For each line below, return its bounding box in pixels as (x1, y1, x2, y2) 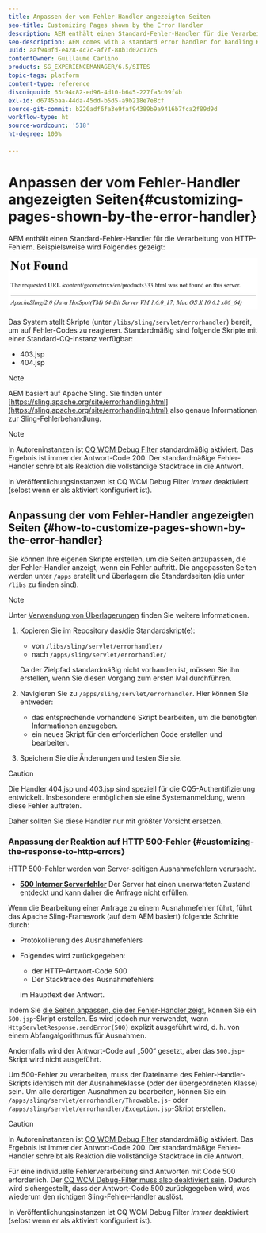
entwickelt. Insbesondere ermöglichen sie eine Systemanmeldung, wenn (8, 792, 245, 802)
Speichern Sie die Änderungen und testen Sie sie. (19, 753, 182, 763)
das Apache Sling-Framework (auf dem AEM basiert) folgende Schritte (8, 911, 239, 921)
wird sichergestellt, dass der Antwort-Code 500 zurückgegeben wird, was (8, 1184, 251, 1193)
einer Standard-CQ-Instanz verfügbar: (8, 334, 133, 344)
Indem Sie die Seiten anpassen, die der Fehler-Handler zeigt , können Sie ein (8, 1005, 256, 1015)
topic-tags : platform (8, 71, 80, 79)
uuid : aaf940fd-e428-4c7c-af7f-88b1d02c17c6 (8, 46, 158, 55)
